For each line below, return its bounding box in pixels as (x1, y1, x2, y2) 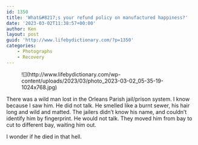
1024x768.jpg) (21, 83, 58, 91)
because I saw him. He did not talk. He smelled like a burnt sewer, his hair (6, 101, 190, 109)
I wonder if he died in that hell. (6, 133, 82, 140)
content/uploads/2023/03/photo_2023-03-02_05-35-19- (21, 77, 164, 84)
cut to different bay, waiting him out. (6, 121, 97, 128)
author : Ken (6, 25, 36, 32)
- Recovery (17, 54, 45, 60)
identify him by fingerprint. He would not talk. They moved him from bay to (6, 115, 193, 122)
